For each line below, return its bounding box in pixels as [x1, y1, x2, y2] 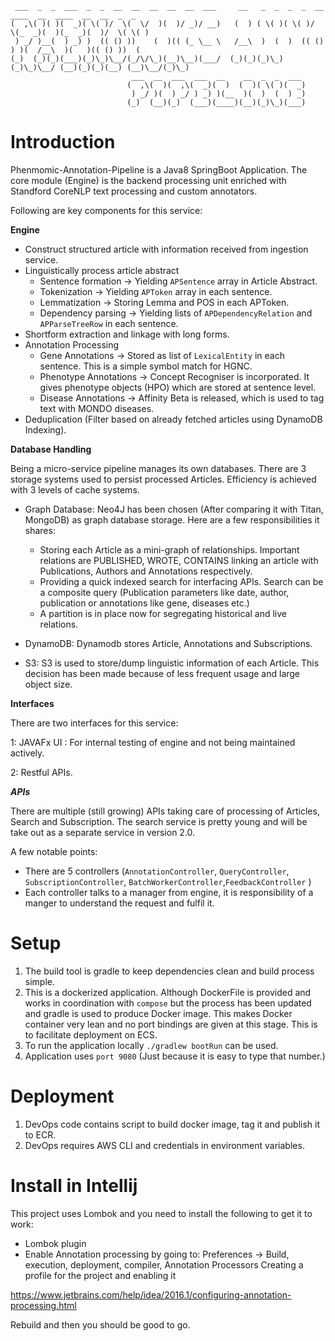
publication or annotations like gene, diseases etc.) [39, 597, 250, 609]
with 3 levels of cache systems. [10, 483, 140, 496]
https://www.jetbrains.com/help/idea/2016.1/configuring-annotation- [10, 1288, 292, 1301]
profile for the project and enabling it [24, 1269, 177, 1281]
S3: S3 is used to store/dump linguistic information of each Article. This [24, 657, 320, 669]
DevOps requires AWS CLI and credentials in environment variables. [24, 1139, 305, 1151]
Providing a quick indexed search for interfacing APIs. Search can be [39, 575, 324, 587]
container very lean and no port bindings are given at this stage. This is [24, 1018, 318, 1030]
